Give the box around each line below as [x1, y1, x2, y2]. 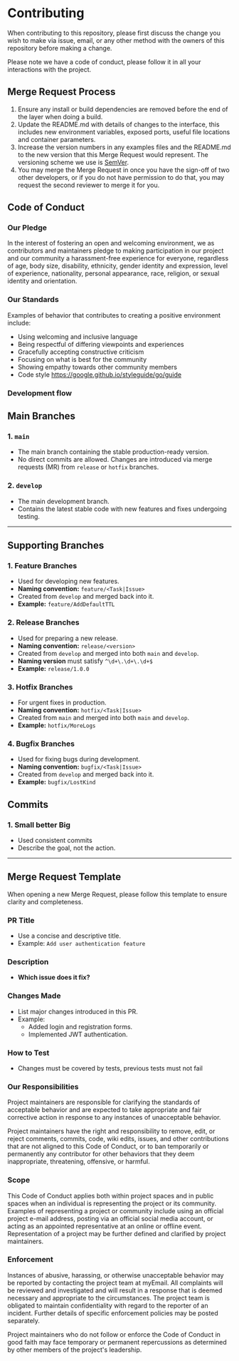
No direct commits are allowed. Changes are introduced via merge [17, 455, 213, 464]
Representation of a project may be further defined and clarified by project [7, 1229, 226, 1238]
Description [7, 956, 49, 966]
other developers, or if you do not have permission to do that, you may [17, 173, 225, 181]
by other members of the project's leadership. [7, 1345, 142, 1354]
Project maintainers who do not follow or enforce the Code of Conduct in [7, 1330, 221, 1339]
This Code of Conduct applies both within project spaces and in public [7, 1191, 214, 1200]
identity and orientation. [7, 277, 78, 285]
